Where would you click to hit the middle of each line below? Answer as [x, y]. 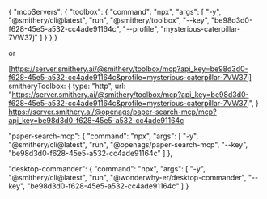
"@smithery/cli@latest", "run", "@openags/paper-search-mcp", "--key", [128, 144]
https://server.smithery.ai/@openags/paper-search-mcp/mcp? [112, 112]
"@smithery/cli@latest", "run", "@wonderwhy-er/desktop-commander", [127, 178]
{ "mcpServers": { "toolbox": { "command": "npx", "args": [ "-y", [115, 12]
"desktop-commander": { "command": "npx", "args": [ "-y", [107, 169]
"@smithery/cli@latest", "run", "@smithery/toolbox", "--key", [109, 20]
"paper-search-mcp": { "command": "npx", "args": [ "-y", [103, 136]
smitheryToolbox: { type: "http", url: [67, 86]
